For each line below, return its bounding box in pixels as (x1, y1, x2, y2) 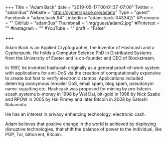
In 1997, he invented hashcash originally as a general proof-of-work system (5, 65, 160, 71)
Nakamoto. (5, 102, 28, 107)
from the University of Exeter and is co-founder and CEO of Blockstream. (5, 55, 156, 61)
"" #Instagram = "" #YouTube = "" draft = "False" (5, 25, 106, 31)
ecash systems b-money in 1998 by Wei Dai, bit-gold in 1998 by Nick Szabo (5, 91, 161, 97)
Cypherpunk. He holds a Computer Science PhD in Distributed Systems (5, 50, 152, 56)
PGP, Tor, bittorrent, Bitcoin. (5, 132, 62, 137)
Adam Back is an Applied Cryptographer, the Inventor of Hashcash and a (5, 45, 155, 50)
